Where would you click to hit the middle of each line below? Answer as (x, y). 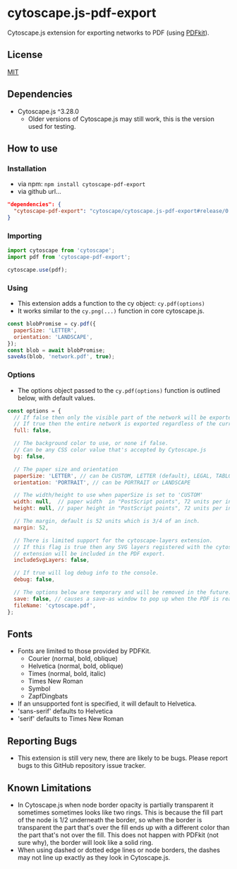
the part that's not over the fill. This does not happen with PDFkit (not (118, 835)
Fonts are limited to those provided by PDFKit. (84, 651)
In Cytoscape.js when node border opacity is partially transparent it (115, 805)
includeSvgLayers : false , (52, 560)
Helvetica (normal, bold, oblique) (75, 666)
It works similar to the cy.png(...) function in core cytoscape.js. (111, 311)
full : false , (33, 431)
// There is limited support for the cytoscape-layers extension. (113, 540)
